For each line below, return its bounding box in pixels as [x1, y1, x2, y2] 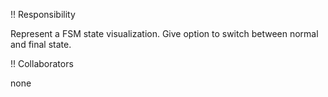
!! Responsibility [10, 9, 76, 20]
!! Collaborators [10, 58, 74, 69]
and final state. [10, 39, 72, 50]
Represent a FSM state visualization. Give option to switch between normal [10, 28, 319, 39]
